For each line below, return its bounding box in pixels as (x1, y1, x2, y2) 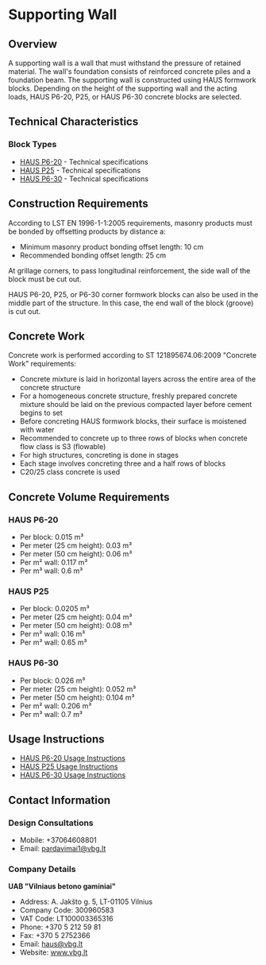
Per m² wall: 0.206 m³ (19, 701, 92, 711)
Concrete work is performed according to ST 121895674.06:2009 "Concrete (8, 351, 256, 360)
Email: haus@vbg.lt (19, 940, 83, 949)
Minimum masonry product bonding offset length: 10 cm (19, 242, 204, 251)
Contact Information (8, 793, 111, 807)
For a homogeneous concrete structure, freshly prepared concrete (19, 391, 238, 401)
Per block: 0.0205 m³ (19, 604, 90, 614)
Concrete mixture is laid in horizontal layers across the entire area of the (19, 374, 256, 384)
